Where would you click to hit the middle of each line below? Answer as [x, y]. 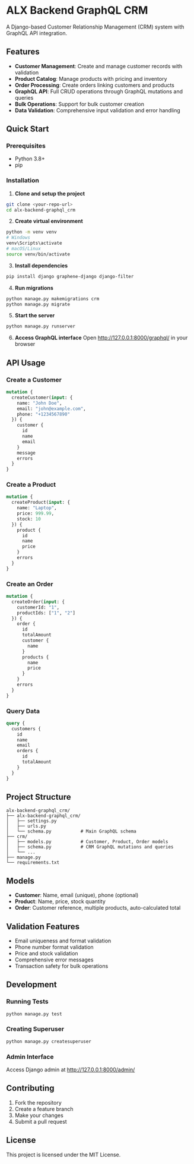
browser [25, 344]
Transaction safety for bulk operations [61, 966]
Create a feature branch [44, 1109]
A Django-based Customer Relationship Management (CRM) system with [95, 27]
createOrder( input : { [38, 602]
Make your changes [39, 1115]
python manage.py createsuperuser [49, 1041]
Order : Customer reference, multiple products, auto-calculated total [98, 908]
